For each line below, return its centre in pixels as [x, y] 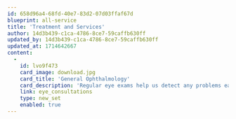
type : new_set [40, 99]
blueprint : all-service [42, 20]
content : [20, 53]
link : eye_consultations [56, 92]
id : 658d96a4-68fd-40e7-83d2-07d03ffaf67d [70, 14]
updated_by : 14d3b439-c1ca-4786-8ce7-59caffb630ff [83, 40]
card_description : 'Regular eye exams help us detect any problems [120, 85]
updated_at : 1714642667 [42, 46]
